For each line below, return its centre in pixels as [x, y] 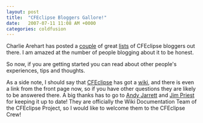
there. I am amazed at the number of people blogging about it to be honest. [100, 53]
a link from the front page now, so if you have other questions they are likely [101, 89]
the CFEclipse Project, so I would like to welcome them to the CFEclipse [96, 108]
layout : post [23, 12]
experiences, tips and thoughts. [46, 71]
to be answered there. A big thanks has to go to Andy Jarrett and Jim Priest [101, 95]
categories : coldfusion [36, 29]
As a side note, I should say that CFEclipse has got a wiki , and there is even [100, 82]
